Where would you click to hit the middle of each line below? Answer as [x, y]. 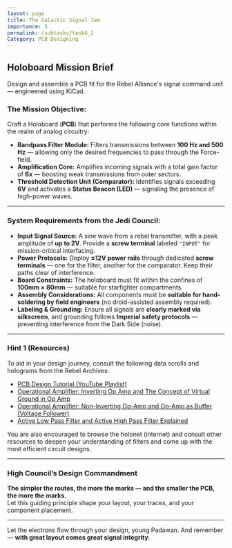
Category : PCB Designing [43, 39]
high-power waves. [45, 196]
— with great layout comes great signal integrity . [79, 538]
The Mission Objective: [47, 109]
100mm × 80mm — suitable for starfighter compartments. [100, 287]
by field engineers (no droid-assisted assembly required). [129, 302]
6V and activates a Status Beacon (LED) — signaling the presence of [116, 189]
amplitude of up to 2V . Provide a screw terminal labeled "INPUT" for [114, 243]
